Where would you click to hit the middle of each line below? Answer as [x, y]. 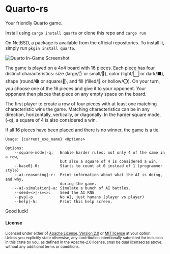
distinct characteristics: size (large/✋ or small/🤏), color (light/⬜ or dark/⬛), [85, 73]
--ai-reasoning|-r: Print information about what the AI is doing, [89, 175]
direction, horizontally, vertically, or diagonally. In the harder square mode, [83, 115]
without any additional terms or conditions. [42, 247]
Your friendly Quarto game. [34, 23]
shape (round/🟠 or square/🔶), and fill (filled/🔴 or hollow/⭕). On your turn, [83, 81]
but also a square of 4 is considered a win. [109, 161]
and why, [15, 179]
